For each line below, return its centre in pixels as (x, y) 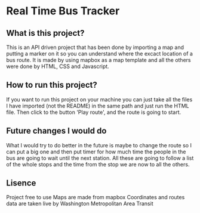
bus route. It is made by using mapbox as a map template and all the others (99, 60)
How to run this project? (52, 85)
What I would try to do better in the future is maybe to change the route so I (99, 145)
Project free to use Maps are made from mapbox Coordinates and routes (96, 197)
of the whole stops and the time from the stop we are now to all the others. (98, 164)
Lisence (21, 183)
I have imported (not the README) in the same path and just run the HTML (98, 106)
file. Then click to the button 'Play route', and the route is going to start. (94, 112)
